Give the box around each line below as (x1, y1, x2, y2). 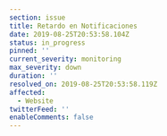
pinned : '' (9, 47, 50, 55)
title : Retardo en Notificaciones (9, 21, 138, 30)
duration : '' (9, 72, 58, 81)
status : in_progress (9, 38, 87, 47)
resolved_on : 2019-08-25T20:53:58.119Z (9, 80, 158, 89)
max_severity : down (9, 64, 82, 72)
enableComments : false (9, 113, 94, 122)
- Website (17, 96, 54, 106)
